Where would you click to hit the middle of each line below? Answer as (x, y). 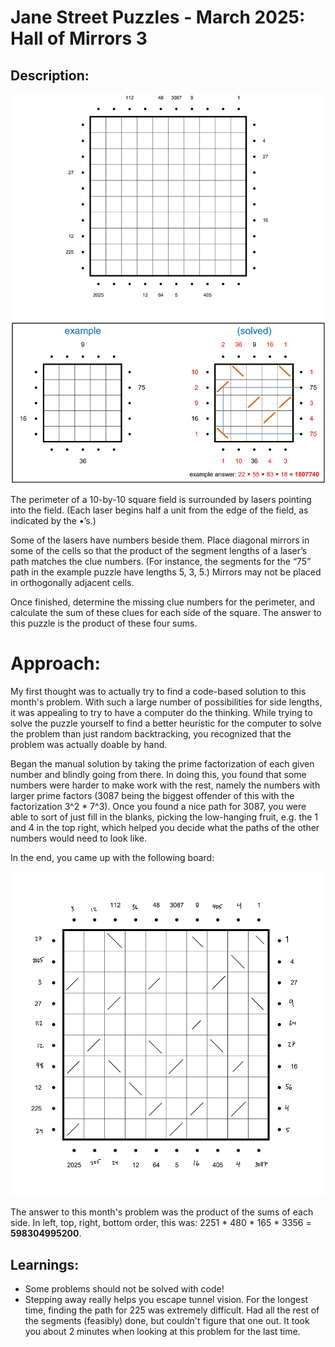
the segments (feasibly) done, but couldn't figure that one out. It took (167, 1321)
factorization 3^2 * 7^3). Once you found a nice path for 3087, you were (158, 807)
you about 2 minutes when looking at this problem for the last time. (162, 1332)
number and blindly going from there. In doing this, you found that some (158, 775)
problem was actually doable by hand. (89, 745)
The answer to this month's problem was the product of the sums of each (162, 1212)
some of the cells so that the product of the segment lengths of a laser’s (159, 551)
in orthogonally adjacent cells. (72, 583)
